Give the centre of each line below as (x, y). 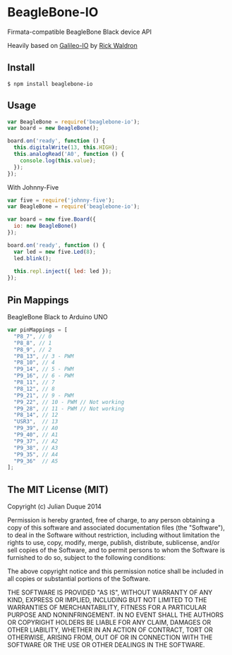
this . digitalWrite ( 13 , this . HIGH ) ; (66, 148)
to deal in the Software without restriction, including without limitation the (114, 535)
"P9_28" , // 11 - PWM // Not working (69, 409)
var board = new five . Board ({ (52, 219)
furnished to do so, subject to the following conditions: (86, 558)
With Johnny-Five (33, 187)
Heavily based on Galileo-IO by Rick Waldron (72, 45)
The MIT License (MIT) (58, 490)
